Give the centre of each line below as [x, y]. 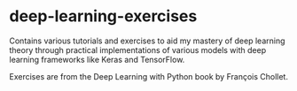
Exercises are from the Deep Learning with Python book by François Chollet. [148, 76]
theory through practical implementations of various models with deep [138, 49]
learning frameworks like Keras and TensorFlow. [97, 59]
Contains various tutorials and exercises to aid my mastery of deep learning [147, 41]
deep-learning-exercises [103, 16]
